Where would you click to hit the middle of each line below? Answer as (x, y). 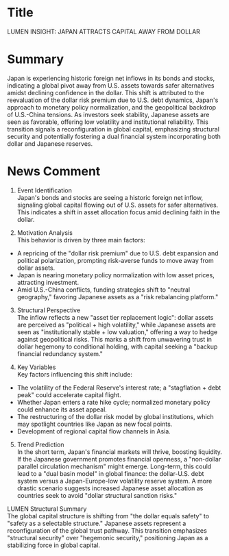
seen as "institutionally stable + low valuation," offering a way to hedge (117, 332)
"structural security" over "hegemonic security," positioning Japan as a (108, 538)
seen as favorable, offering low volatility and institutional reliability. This (108, 122)
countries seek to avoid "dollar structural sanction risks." (97, 495)
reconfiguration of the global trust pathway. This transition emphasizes (107, 530)
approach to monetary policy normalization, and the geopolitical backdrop (112, 107)
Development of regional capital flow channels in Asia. (94, 431)
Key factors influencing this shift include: (74, 374)
